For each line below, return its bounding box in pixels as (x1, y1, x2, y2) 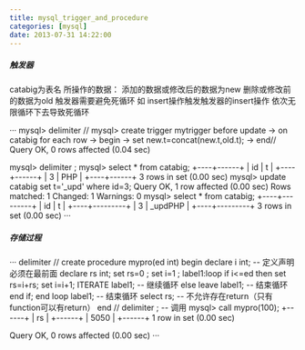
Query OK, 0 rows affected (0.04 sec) (9, 145, 151, 155)
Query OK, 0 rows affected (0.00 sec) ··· (9, 330, 160, 341)
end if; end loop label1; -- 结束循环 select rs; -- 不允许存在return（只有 (9, 291, 273, 302)
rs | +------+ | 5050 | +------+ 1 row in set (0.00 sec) (36, 313, 235, 324)
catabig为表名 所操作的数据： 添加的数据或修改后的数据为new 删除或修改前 (9, 84, 291, 95)
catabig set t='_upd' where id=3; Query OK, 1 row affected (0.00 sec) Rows (9, 181, 291, 192)
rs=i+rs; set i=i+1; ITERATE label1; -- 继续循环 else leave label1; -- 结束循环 (9, 279, 289, 291)
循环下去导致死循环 (16, 106, 89, 118)
